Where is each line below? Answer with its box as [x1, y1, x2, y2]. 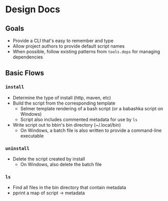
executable [20, 132, 44, 139]
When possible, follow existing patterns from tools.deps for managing [12, 49, 160, 54]
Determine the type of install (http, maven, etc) [12, 94, 111, 100]
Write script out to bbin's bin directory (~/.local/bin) [12, 122, 121, 128]
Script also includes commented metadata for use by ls [20, 116, 138, 123]
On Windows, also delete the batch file [20, 161, 102, 167]
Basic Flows [5, 69, 44, 77]
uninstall [5, 145, 30, 151]
